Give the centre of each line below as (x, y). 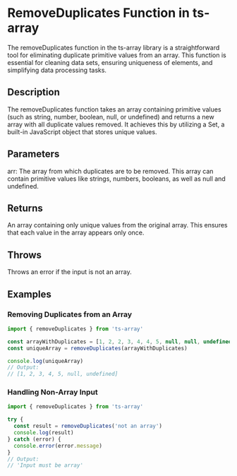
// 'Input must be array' (45, 465)
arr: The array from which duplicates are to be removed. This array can (110, 171)
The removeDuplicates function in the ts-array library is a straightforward (114, 47)
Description (34, 92)
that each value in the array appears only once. (76, 233)
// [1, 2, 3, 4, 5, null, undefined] (63, 374)
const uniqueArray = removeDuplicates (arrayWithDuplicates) (98, 348)
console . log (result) (44, 433)
